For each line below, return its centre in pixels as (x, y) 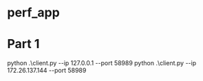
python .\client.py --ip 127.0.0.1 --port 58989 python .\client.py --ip (102, 63)
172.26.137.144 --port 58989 (47, 71)
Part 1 (23, 44)
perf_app (33, 13)
